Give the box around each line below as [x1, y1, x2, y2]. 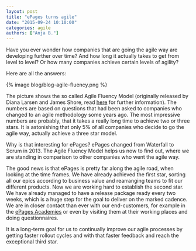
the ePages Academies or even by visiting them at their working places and [6, 208, 188, 215]
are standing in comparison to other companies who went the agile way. [6, 154, 180, 161]
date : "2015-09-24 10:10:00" [6, 19, 77, 25]
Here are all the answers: [6, 70, 66, 77]
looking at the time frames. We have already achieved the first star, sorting [6, 171, 186, 178]
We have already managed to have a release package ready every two [6, 190, 176, 197]
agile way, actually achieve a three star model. [6, 130, 118, 137]
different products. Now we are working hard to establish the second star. [6, 183, 184, 190]
